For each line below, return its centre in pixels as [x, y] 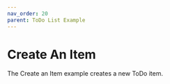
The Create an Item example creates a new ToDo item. [85, 74]
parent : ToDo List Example [46, 20]
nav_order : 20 [28, 14]
